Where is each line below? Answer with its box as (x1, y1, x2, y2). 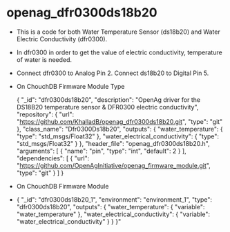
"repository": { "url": (16, 110, 75, 118)
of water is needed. (16, 55, 73, 63)
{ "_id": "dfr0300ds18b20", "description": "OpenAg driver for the (16, 95, 201, 104)
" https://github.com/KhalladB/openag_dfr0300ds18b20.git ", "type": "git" (16, 117, 223, 125)
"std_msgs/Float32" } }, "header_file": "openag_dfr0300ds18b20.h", (16, 139, 210, 147)
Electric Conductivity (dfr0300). (16, 34, 108, 43)
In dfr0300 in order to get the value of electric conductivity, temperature (16, 48, 222, 56)
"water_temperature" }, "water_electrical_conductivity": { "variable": (16, 210, 211, 218)
